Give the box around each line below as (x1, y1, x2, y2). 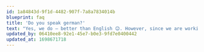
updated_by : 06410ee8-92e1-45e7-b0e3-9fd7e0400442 (6, 31, 137, 37)
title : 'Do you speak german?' (6, 20, 86, 26)
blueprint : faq (6, 14, 45, 20)
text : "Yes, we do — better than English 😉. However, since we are (6, 25, 183, 32)
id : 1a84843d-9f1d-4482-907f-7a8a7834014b (6, 8, 115, 15)
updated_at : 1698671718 (6, 36, 67, 42)
